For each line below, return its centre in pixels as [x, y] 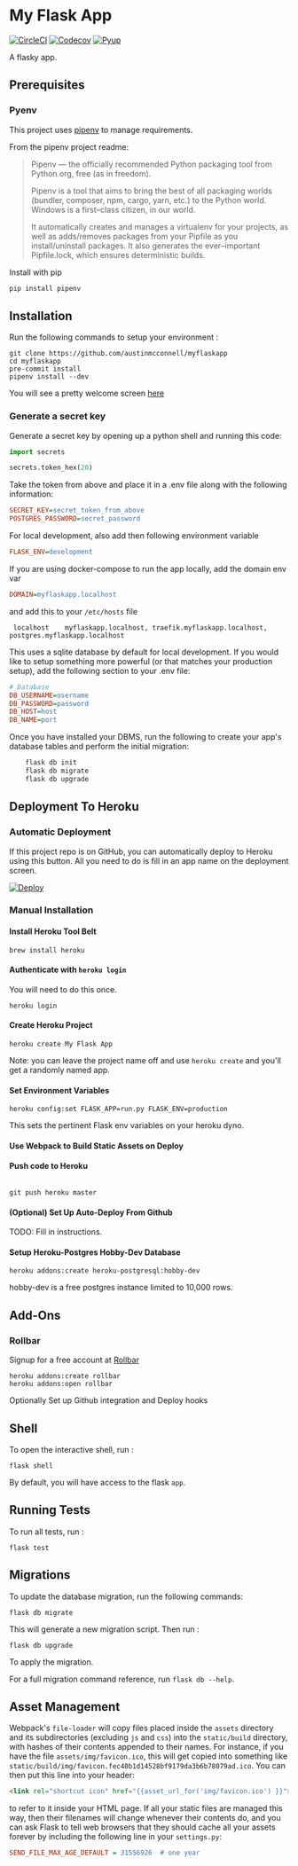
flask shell [31, 1466]
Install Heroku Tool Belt [53, 931]
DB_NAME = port [33, 720]
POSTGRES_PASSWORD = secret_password [75, 519]
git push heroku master [53, 1193]
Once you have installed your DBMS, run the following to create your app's [145, 737]
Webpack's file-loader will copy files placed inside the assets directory [141, 1728]
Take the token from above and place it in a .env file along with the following [148, 485]
